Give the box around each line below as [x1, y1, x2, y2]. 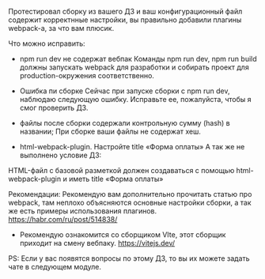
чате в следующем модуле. [8, 262, 101, 271]
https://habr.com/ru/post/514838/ [8, 215, 118, 224]
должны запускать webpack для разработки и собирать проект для [19, 62, 249, 72]
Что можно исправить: [8, 39, 85, 48]
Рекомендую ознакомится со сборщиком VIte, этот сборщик [19, 230, 226, 239]
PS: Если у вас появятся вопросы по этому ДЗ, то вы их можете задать [8, 254, 251, 263]
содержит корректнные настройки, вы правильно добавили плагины [8, 15, 242, 25]
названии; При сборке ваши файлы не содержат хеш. [19, 126, 202, 136]
